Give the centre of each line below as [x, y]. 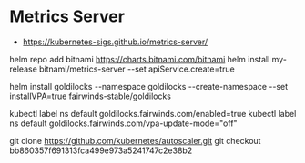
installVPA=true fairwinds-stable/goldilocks [90, 96]
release [24, 69]
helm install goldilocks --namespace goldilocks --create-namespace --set [149, 86]
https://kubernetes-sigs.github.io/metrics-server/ [115, 42]
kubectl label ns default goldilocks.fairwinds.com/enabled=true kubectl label [153, 113]
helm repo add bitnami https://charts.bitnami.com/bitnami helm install [140, 59]
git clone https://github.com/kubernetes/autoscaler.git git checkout [135, 140]
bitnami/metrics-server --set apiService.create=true [137, 69]
